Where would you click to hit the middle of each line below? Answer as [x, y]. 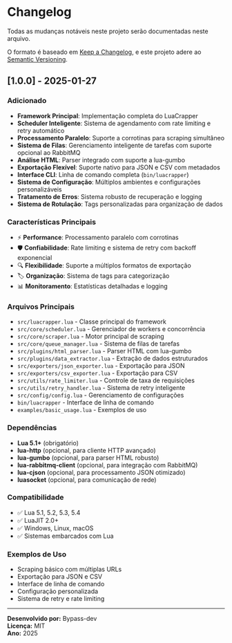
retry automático [41, 130]
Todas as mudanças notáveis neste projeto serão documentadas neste [108, 31]
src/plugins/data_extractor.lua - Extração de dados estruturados [113, 358]
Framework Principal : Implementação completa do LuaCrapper [107, 115]
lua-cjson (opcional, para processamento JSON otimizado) [101, 472]
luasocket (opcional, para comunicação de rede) [87, 479]
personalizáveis [39, 189]
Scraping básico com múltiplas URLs [69, 569]
